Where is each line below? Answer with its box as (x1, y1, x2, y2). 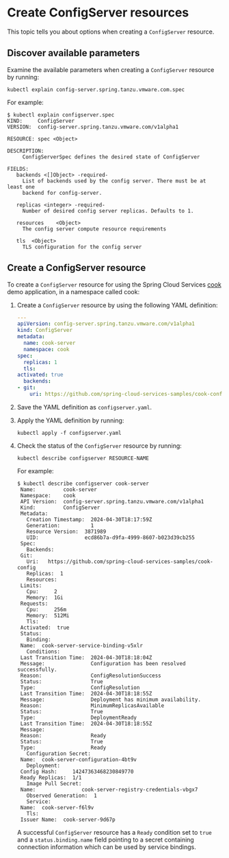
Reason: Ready (20, 732, 107, 739)
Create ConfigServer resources (7, 5, 189, 21)
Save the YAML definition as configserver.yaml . (16, 403, 152, 411)
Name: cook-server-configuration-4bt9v (20, 756, 137, 763)
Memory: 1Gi (26, 594, 64, 601)
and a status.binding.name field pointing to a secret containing (16, 835, 195, 844)
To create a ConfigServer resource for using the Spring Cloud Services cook (7, 280, 222, 289)
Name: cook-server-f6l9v (20, 804, 94, 811)
